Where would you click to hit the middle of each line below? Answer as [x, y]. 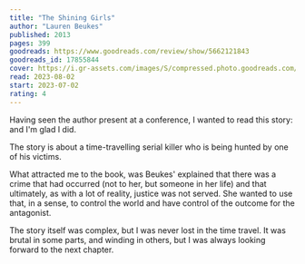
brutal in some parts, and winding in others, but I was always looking [138, 240]
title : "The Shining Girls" [63, 18]
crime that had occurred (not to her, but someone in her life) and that [138, 183]
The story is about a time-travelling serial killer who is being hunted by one [149, 147]
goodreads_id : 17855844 [54, 60]
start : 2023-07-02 [44, 85]
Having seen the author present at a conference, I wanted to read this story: [151, 120]
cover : [22, 69]
